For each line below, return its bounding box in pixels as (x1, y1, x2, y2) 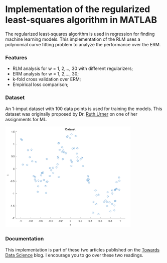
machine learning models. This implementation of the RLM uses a (5, 36, 140, 42)
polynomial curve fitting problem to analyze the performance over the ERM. (5, 41, 161, 47)
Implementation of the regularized (5, 4, 150, 15)
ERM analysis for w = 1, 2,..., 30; (12, 71, 79, 77)
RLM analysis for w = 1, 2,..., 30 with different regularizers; (12, 65, 133, 71)
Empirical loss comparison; (12, 81, 69, 87)
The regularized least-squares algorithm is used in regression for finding (5, 31, 155, 37)
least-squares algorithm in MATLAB (5, 14, 157, 26)
